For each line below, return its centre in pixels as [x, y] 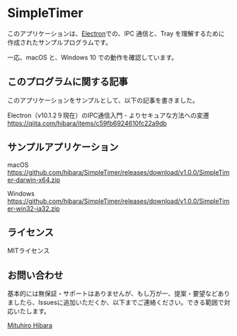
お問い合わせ [35, 275]
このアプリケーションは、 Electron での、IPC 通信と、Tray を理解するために [116, 33]
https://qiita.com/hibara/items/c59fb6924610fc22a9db [87, 123]
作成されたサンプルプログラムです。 [59, 42]
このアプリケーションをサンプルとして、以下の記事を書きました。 [103, 100]
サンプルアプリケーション [63, 147]
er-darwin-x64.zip [34, 180]
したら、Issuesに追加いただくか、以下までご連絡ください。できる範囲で [118, 303]
